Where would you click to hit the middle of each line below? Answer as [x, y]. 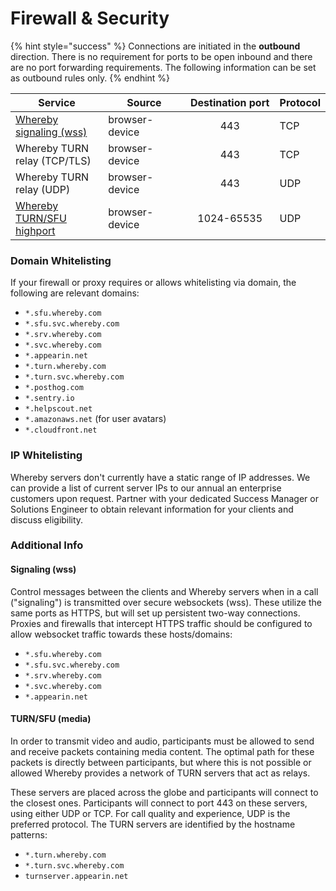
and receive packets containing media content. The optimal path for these [162, 751]
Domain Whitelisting [61, 260]
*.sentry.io [49, 398]
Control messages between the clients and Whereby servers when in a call [164, 591]
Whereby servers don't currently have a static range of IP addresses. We [160, 477]
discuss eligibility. [47, 519]
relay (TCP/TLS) [53, 160]
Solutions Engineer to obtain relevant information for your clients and [152, 509]
